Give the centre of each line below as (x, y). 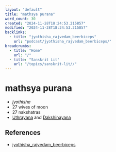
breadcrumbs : (18, 46)
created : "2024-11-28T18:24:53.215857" (45, 23)
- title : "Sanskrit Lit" (34, 60)
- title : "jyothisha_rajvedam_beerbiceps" (53, 37)
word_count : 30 (20, 19)
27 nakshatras (26, 112)
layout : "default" (24, 10)
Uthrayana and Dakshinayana (41, 117)
